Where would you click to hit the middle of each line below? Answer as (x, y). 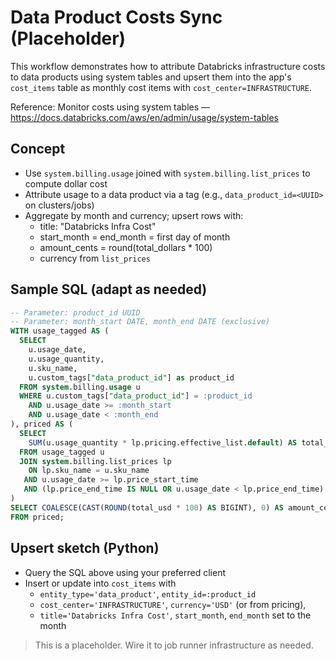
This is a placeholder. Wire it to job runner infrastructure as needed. (174, 645)
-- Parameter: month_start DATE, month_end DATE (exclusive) (140, 322)
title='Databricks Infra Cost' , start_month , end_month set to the (175, 615)
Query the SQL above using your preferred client (125, 572)
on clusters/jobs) (59, 205)
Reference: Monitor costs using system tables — (110, 107)
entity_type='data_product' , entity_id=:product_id (148, 593)
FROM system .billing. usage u (80, 387)
